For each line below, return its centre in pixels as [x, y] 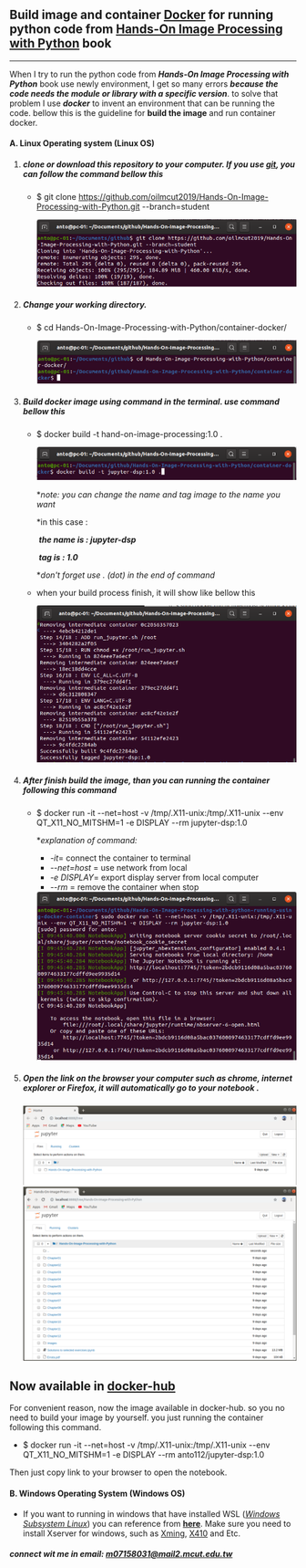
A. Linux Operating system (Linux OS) [82, 143]
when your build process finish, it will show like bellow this [146, 593]
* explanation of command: [87, 840]
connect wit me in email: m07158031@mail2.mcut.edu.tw [121, 1554]
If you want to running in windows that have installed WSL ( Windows [151, 1513]
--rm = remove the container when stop [124, 887]
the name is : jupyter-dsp [87, 540]
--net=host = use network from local [118, 867]
